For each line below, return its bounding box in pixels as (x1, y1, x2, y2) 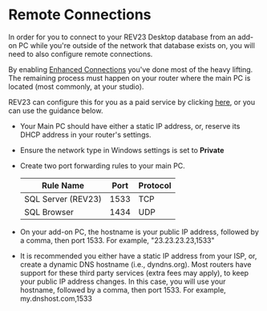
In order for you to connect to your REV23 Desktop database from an (8, 32, 237, 42)
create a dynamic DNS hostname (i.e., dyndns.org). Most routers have (19, 259, 252, 269)
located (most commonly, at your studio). (8, 82, 144, 91)
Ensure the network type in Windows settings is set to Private (19, 145, 225, 155)
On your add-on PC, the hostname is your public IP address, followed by (19, 227, 259, 236)
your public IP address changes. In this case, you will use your (19, 277, 226, 286)
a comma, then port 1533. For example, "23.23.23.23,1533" (19, 235, 215, 245)
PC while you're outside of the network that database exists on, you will (18, 40, 255, 50)
